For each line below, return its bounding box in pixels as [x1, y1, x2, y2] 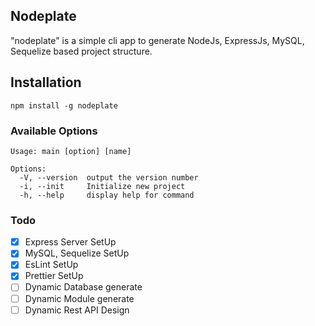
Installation [10, 74, 82, 91]
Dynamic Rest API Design [24, 304, 130, 316]
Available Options [10, 124, 98, 138]
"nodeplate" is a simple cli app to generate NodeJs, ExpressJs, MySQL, [10, 34, 305, 46]
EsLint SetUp [24, 259, 79, 271]
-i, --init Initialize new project [19, 181, 186, 191]
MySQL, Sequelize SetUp [24, 247, 130, 259]
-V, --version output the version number [19, 172, 199, 183]
